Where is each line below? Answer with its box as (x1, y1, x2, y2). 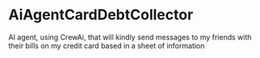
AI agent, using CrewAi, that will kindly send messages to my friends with (8, 32, 252, 42)
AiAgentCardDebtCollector (8, 6, 194, 24)
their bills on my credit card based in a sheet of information (8, 40, 205, 50)
